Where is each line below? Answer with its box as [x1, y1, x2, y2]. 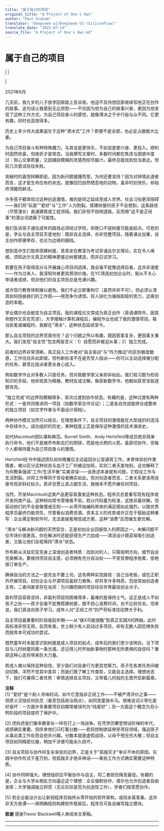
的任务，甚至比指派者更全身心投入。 [5, 361, 78, 367]
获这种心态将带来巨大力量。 [5, 652, 61, 658]
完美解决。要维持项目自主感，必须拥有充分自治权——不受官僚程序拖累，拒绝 [5, 555, 159, 561]
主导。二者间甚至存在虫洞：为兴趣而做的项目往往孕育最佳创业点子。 [5, 584, 142, 590]
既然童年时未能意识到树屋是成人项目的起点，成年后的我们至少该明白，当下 [5, 640, 155, 645]
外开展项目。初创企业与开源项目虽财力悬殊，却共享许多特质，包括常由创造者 [5, 578, 159, 584]
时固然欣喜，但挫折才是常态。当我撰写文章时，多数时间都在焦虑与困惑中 [5, 151, 150, 157]
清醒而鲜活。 [9, 186, 35, 191]
